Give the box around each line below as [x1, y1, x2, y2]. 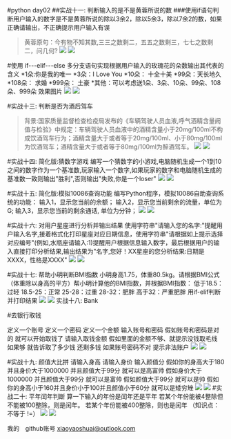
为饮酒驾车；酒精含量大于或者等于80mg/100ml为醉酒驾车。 [23, 142, 193, 151]
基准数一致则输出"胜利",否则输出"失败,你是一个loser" [7, 175, 157, 183]
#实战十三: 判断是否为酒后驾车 [7, 102, 93, 110]
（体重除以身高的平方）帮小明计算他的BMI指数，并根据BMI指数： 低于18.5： [7, 279, 224, 287]
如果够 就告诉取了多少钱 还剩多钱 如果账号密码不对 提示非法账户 [7, 343, 190, 351]
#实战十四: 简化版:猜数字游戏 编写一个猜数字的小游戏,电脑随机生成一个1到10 [7, 158, 222, 165]
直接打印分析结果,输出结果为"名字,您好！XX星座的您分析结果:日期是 [12, 247, 205, 255]
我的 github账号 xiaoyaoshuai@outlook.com [7, 424, 136, 432]
